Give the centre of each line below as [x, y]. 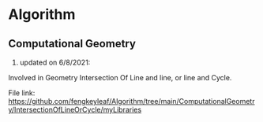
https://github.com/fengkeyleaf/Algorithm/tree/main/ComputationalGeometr [131, 101]
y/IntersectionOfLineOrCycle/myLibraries [75, 109]
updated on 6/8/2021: [55, 62]
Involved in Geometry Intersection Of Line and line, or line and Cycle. [120, 78]
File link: [22, 93]
